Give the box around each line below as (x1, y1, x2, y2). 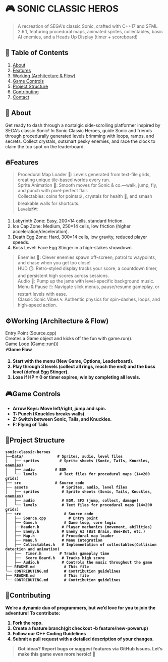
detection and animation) (5, 546, 60, 551)
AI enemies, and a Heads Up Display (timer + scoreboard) (17, 34, 138, 40)
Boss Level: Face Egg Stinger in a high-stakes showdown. (12, 245, 133, 251)
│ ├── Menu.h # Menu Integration (5, 537, 102, 543)
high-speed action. (17, 302, 58, 308)
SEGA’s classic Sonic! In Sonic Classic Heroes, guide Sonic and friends (5, 127, 152, 133)
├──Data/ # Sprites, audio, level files (5, 454, 123, 459)
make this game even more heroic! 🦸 (17, 651, 96, 657)
